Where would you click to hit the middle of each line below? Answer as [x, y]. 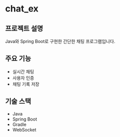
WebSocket [24, 129]
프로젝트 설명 [24, 28]
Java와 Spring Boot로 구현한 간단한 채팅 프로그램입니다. [60, 41]
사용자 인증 [23, 77]
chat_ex [22, 9]
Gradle [19, 124]
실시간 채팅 [23, 71]
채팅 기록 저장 [26, 84]
